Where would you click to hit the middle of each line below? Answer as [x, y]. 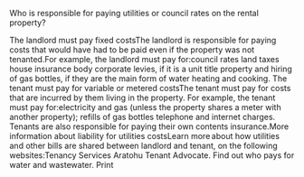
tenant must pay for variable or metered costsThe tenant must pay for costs [150, 88]
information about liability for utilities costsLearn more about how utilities [145, 136]
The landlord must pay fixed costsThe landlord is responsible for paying [143, 40]
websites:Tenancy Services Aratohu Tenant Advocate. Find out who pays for [152, 155]
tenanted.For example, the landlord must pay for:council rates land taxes [144, 59]
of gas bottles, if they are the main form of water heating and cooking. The [148, 79]
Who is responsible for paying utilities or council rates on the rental [134, 13]
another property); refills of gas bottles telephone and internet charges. [142, 117]
